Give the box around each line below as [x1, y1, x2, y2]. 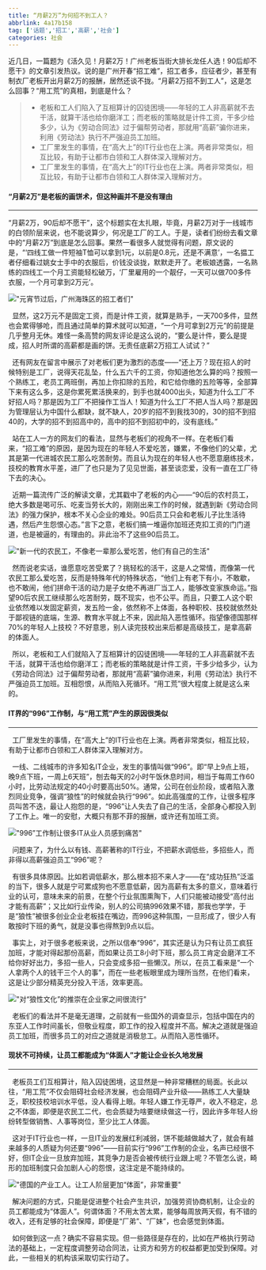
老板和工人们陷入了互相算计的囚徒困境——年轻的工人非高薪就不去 [39, 103, 255, 112]
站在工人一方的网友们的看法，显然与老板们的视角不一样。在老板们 [11, 434, 227, 443]
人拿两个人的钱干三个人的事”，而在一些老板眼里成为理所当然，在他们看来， [8, 967, 255, 977]
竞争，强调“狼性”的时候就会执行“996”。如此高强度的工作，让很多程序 [28, 791, 256, 801]
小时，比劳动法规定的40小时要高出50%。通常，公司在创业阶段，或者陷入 [8, 781, 248, 791]
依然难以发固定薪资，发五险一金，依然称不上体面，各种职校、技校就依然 [14, 603, 251, 612]
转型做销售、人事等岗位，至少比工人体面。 [14, 1116, 154, 1126]
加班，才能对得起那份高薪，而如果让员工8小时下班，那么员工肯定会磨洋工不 [8, 947, 256, 957]
